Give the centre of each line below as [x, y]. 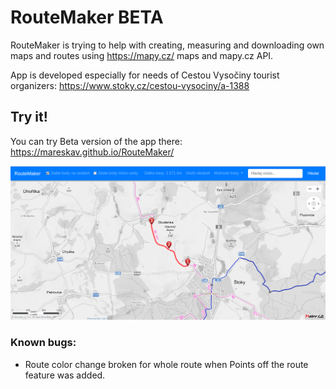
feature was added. [65, 375]
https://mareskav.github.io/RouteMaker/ [92, 152]
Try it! [29, 117]
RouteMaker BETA [87, 17]
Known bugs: [43, 343]
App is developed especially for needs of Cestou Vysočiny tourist [145, 75]
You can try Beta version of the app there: [96, 141]
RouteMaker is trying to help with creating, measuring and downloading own [167, 45]
